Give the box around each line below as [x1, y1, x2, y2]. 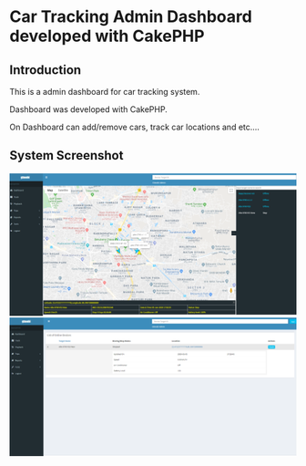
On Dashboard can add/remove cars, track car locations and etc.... [9, 121, 260, 132]
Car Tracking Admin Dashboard [9, 6, 252, 27]
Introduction [9, 62, 82, 78]
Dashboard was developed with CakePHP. [9, 104, 168, 115]
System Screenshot [9, 148, 124, 163]
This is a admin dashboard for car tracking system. [9, 87, 200, 97]
